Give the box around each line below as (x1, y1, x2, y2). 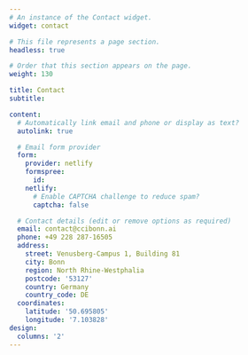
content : (9, 110, 42, 119)
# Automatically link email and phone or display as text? (17, 118, 240, 127)
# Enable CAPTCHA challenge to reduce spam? (32, 192, 200, 201)
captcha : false (32, 201, 89, 209)
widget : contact (9, 21, 69, 30)
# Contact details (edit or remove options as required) (17, 217, 232, 225)
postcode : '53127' (25, 274, 93, 283)
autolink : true (17, 126, 74, 136)
